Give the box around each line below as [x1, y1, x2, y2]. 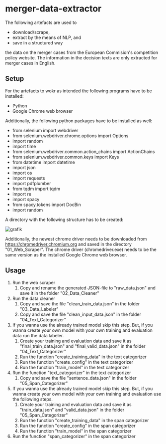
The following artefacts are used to [5, 19, 77, 25]
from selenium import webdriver [12, 127, 79, 133]
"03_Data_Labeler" [19, 306, 59, 312]
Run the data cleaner [12, 295, 56, 301]
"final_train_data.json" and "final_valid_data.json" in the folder [19, 343, 146, 349]
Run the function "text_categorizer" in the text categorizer [12, 370, 131, 376]
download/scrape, [12, 29, 50, 35]
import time [12, 143, 36, 149]
